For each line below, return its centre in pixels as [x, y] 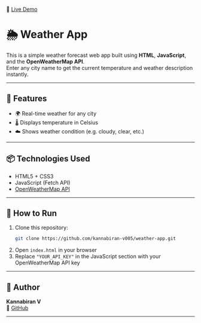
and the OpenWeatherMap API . [45, 61]
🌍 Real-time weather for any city [56, 113]
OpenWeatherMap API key [47, 263]
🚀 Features [27, 99]
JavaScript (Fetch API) [42, 182]
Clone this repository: [41, 228]
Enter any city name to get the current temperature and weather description [100, 68]
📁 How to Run [32, 213]
